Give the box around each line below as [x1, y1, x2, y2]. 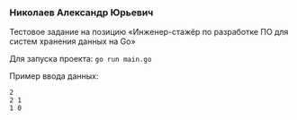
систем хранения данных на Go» [9, 36, 137, 47]
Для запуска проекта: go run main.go [9, 54, 152, 64]
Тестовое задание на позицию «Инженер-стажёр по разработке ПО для [9, 27, 289, 38]
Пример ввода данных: [9, 71, 99, 81]
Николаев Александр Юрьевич [9, 6, 154, 19]
